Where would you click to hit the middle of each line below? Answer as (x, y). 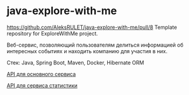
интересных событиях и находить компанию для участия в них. (87, 51)
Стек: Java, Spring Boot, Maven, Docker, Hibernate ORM (75, 63)
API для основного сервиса (41, 74)
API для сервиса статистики (42, 85)
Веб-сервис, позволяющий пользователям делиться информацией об (95, 45)
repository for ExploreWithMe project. (52, 33)
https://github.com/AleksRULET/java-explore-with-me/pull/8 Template (92, 27)
